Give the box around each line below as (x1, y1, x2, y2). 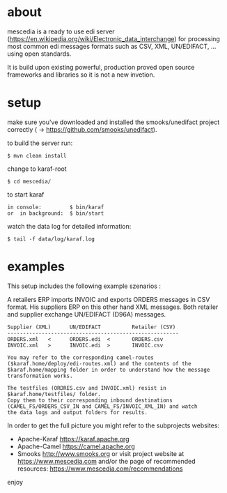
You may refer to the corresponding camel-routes (7, 354, 155, 361)
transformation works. (7, 372, 73, 379)
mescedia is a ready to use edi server (7, 27, 115, 36)
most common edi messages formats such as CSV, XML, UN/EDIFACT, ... (7, 42, 217, 50)
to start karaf (7, 190, 45, 199)
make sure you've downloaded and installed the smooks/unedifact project (7, 118, 220, 126)
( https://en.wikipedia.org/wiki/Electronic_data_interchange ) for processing (7, 34, 221, 43)
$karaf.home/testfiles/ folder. (7, 390, 101, 397)
